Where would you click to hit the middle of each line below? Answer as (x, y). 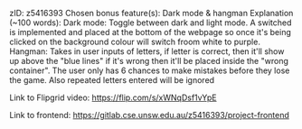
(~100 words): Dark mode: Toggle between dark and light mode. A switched (151, 23)
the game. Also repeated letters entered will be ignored (112, 80)
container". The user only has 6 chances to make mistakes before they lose (150, 70)
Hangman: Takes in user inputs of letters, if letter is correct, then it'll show (147, 51)
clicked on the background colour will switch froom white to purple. (135, 41)
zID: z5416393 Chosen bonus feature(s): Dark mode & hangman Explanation (151, 13)
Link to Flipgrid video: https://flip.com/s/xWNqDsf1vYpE (113, 97)
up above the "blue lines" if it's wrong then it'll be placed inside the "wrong (149, 61)
